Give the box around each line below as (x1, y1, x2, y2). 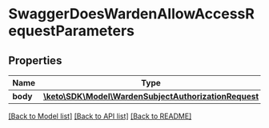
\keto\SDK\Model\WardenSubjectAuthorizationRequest (42, 91, 259, 102)
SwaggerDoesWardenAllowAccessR (8, 5, 255, 23)
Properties (8, 54, 62, 67)
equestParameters (8, 22, 134, 40)
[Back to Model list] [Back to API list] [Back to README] (8, 111, 192, 121)
